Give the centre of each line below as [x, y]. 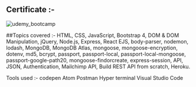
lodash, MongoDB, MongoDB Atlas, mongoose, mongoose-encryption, [92, 48]
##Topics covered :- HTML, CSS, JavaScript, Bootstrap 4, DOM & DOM [93, 35]
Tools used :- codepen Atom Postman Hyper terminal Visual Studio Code [95, 78]
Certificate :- [30, 10]
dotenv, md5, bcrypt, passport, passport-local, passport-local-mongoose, [96, 54]
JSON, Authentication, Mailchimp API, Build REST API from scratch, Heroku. [98, 66]
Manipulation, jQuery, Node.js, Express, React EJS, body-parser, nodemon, [97, 41]
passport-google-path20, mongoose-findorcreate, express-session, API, [95, 60]
